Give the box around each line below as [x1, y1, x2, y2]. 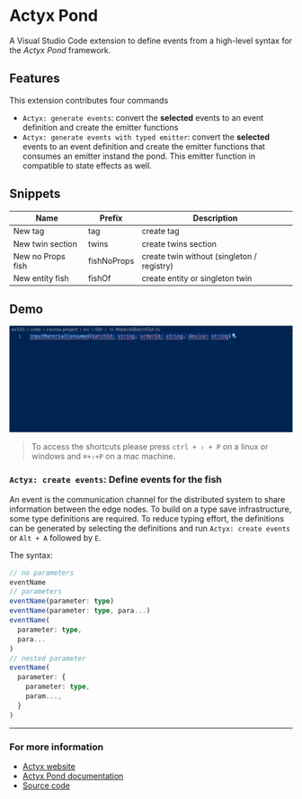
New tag [13, 226, 45, 237]
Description [192, 213, 238, 223]
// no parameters [9, 568, 75, 577]
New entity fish [13, 273, 69, 284]
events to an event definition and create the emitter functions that [22, 141, 265, 151]
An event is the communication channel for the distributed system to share [9, 494, 286, 504]
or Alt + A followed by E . [9, 532, 102, 543]
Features [9, 71, 60, 86]
